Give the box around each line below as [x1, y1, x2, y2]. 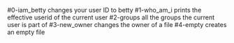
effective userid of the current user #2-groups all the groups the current [7, 13, 215, 21]
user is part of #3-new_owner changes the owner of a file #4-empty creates [7, 21, 227, 28]
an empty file [7, 28, 45, 36]
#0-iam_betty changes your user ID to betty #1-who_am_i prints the [7, 6, 202, 14]
